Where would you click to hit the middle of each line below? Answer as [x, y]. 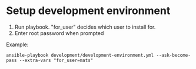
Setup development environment [88, 11]
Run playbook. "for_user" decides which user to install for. [85, 27]
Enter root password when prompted [59, 33]
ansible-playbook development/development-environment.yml [80, 55]
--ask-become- [174, 55]
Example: [17, 44]
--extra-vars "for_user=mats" [56, 60]
